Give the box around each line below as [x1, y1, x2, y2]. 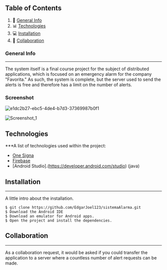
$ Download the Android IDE [5, 209, 64, 215]
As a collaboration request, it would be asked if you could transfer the [5, 249, 148, 256]
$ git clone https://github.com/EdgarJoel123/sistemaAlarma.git [5, 205, 141, 210]
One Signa [12, 152, 34, 158]
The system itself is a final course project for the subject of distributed [5, 66, 149, 72]
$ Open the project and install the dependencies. [5, 218, 112, 223]
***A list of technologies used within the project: [5, 143, 106, 149]
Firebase [12, 158, 31, 164]
